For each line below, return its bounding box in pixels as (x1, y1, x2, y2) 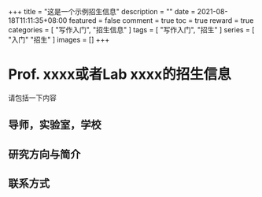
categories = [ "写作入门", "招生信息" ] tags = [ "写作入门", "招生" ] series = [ (8, 25, 255, 34)
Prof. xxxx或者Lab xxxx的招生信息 (8, 65, 232, 84)
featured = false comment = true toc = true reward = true (68, 16, 254, 25)
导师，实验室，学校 (8, 118, 101, 132)
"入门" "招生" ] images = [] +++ (8, 35, 110, 44)
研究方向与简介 (8, 147, 81, 161)
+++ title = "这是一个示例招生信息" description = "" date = (8, 7, 196, 16)
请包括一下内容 (8, 93, 57, 102)
